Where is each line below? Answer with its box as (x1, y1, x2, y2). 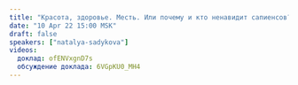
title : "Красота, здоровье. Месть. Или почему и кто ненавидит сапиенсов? (9, 12, 292, 22)
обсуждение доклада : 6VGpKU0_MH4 (17, 63, 141, 72)
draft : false (9, 29, 58, 38)
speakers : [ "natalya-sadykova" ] (9, 37, 129, 47)
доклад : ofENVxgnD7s (17, 54, 93, 63)
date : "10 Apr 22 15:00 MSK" (9, 21, 117, 30)
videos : (9, 46, 38, 55)
